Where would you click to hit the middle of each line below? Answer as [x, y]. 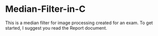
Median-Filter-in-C [45, 9]
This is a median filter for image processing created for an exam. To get [79, 23]
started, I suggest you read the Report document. [56, 28]
